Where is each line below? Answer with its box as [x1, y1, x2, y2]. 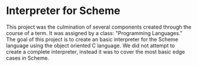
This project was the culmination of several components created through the [6, 23, 192, 30]
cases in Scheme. [6, 54, 49, 61]
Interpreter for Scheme [6, 4, 121, 18]
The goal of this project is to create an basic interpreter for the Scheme [6, 36, 178, 43]
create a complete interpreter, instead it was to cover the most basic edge [6, 48, 185, 55]
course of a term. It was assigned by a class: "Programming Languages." [6, 29, 183, 36]
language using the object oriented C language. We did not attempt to [6, 42, 175, 49]
